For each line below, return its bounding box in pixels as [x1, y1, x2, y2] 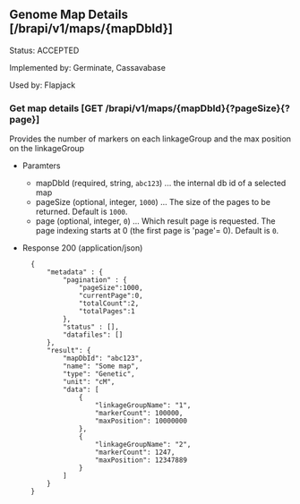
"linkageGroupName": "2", [94, 440, 192, 449]
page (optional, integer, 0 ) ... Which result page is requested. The [35, 216, 276, 226]
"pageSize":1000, [79, 284, 143, 293]
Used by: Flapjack [9, 80, 76, 90]
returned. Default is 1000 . [35, 206, 128, 218]
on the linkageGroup [9, 143, 85, 154]
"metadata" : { [46, 268, 103, 277]
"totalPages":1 [79, 307, 136, 316]
